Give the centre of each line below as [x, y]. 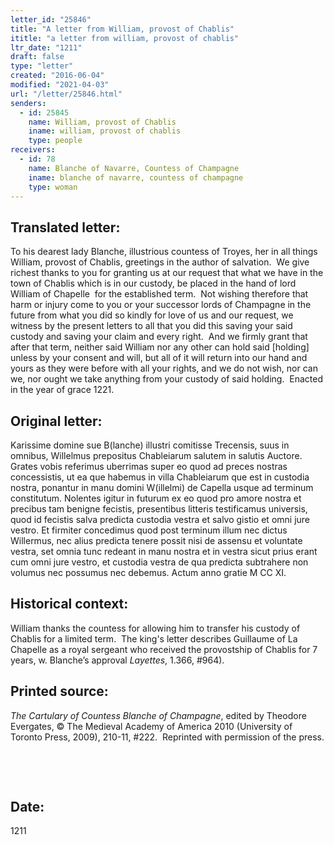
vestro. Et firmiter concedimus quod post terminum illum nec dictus [149, 530]
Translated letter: [65, 227]
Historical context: [69, 604]
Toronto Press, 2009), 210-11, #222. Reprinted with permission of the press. [167, 737]
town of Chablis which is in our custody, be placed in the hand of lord [153, 283]
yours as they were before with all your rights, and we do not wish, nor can [164, 368]
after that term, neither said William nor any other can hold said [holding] [160, 347]
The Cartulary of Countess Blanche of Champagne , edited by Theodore [158, 715]
